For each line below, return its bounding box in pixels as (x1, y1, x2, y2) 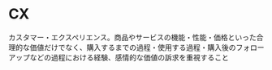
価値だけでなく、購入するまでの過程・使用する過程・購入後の (29, 42, 236, 52)
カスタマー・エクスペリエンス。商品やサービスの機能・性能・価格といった (8, 32, 257, 42)
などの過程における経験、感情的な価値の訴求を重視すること (29, 52, 229, 62)
